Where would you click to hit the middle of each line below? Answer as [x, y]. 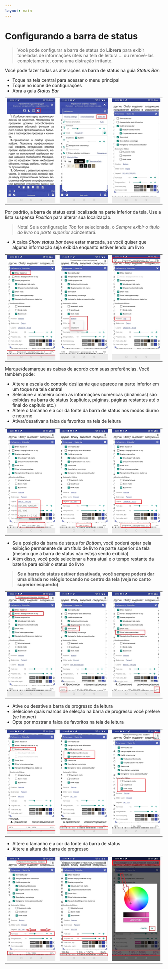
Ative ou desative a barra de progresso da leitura [63, 706]
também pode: [20, 374]
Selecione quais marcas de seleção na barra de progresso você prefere [86, 711]
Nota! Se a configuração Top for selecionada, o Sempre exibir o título [88, 227]
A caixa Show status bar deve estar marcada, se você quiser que [79, 242]
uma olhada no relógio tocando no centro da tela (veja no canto [84, 579]
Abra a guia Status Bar [36, 91]
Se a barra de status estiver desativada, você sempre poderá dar [86, 574]
